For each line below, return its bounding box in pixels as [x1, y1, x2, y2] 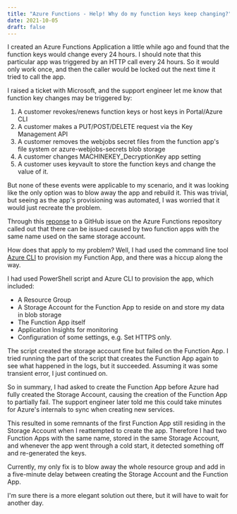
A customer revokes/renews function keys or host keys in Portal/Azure [17, 107, 223, 116]
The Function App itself [17, 318, 86, 326]
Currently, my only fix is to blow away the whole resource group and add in [7, 463, 226, 471]
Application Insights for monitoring [17, 326, 119, 334]
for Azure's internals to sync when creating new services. [7, 405, 175, 414]
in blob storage [17, 311, 62, 319]
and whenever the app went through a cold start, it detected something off [7, 441, 224, 450]
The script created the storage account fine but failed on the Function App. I [7, 347, 229, 355]
